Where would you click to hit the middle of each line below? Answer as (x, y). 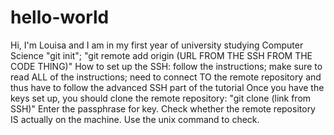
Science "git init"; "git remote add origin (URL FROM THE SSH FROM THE (161, 55)
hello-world (60, 17)
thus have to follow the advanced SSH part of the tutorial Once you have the (167, 87)
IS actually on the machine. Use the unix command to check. (135, 119)
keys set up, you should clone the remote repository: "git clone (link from (161, 98)
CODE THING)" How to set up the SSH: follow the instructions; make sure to (166, 66)
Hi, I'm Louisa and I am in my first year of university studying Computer (157, 45)
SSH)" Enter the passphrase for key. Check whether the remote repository (163, 108)
